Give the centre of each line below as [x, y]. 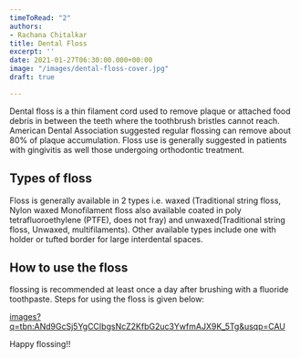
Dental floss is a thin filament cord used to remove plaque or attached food [150, 111]
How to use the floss [69, 267]
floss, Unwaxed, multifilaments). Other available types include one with [143, 230]
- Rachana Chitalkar [49, 35]
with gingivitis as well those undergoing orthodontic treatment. [127, 149]
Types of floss [51, 179]
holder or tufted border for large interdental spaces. [106, 239]
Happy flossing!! [40, 344]
